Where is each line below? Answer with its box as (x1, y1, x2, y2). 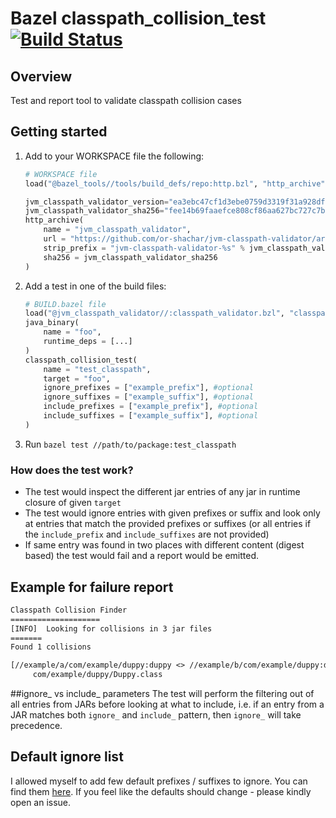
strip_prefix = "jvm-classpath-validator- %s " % (43, 243, 245, 253)
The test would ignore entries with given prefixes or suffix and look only (24, 507, 321, 519)
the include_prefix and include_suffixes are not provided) (24, 528, 270, 541)
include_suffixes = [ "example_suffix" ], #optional (43, 411, 259, 421)
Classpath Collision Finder (10, 605, 128, 615)
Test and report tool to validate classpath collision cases (10, 95, 242, 106)
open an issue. (10, 796, 72, 808)
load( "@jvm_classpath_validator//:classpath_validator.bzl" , (24, 308, 286, 319)
